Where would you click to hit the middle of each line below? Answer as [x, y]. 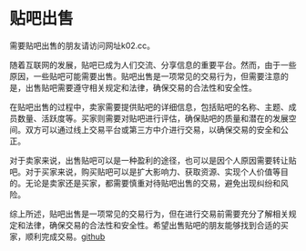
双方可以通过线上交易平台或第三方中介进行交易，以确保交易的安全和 [153, 129]
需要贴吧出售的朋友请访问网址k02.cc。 [82, 45]
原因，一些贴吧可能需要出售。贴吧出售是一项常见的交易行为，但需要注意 [145, 76]
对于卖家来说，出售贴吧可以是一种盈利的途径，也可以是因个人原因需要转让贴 [153, 160]
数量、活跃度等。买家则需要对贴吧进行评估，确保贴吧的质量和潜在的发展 [153, 118]
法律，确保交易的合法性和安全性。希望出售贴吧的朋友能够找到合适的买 [157, 225]
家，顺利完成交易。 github [57, 236]
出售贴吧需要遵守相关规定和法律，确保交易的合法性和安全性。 [141, 87]
